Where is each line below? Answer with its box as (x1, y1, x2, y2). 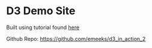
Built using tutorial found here (6, 24, 80, 31)
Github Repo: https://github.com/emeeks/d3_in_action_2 (6, 35, 146, 42)
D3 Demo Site (6, 4, 76, 18)
